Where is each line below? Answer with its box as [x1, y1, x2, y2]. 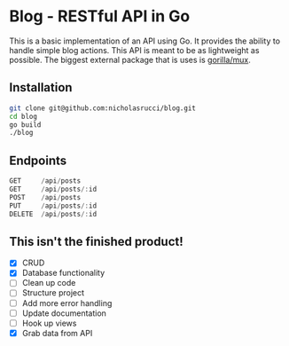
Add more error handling [21, 297, 113, 308]
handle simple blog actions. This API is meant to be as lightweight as [9, 44, 260, 55]
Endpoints [9, 153, 67, 168]
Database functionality [21, 268, 105, 279]
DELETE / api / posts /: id [9, 209, 98, 218]
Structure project [21, 287, 85, 298]
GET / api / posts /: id [9, 185, 98, 193]
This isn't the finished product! [9, 233, 184, 249]
